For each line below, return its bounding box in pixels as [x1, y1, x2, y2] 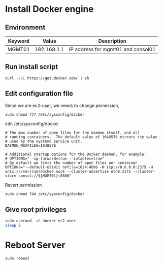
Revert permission [5, 182, 42, 188]
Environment [5, 23, 46, 32]
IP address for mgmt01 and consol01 [68, 46, 156, 53]
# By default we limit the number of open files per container [5, 161, 138, 166]
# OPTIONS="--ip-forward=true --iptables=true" [5, 156, 105, 161]
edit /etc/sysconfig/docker [5, 121, 59, 127]
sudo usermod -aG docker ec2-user [5, 218, 76, 224]
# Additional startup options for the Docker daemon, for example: [5, 152, 147, 157]
